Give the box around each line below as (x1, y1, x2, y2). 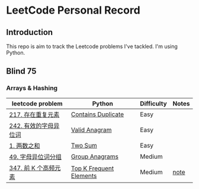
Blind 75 (6, 66, 37, 76)
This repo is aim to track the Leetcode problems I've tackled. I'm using (6, 43, 178, 50)
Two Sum (70, 141, 98, 149)
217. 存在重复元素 (9, 110, 60, 118)
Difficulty (140, 99, 167, 107)
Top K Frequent (70, 164, 114, 172)
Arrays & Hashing (6, 84, 58, 92)
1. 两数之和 (9, 142, 40, 150)
